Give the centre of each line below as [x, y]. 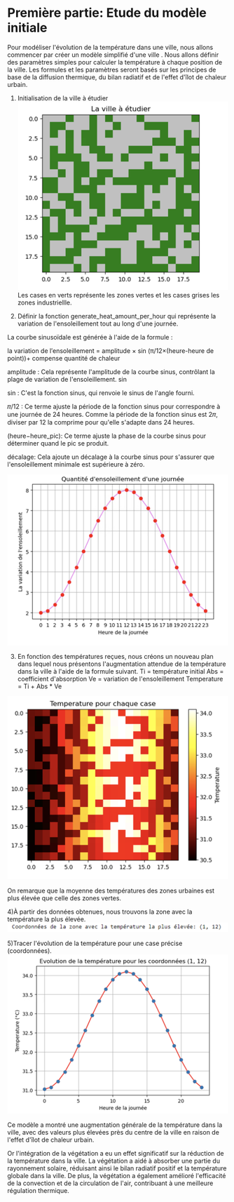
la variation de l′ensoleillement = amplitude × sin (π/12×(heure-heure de [111, 350]
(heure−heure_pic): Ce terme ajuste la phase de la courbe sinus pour [107, 436]
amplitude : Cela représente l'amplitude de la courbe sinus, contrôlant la [111, 372]
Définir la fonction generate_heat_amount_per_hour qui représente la [117, 316]
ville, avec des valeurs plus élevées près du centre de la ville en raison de [113, 1132]
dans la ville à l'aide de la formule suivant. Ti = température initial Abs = [121, 671]
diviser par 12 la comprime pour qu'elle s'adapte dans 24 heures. [101, 422]
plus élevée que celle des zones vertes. [64, 898]
